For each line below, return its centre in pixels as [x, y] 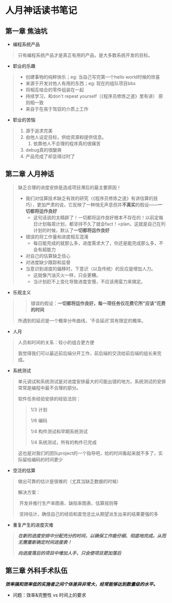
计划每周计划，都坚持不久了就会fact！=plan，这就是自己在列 [102, 224]
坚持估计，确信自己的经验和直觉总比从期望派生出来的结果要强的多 [89, 514]
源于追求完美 [39, 131]
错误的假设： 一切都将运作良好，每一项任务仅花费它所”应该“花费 [98, 303]
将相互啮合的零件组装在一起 [55, 90]
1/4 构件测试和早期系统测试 [59, 431]
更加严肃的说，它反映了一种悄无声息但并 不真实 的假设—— [97, 204]
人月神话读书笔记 [41, 11]
